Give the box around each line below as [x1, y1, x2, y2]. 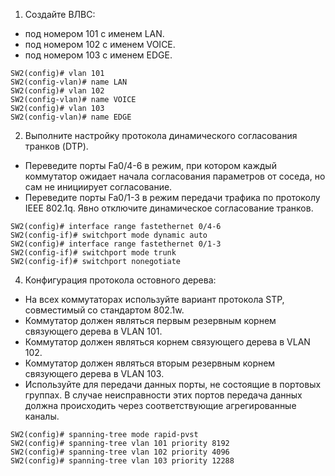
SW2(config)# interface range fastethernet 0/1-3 [10, 239, 222, 249]
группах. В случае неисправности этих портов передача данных [24, 389, 303, 401]
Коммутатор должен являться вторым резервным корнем [24, 357, 276, 369]
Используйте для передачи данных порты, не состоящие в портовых [24, 379, 322, 390]
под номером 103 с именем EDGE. [24, 49, 173, 61]
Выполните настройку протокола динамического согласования [24, 130, 298, 141]
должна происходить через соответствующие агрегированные [24, 400, 297, 411]
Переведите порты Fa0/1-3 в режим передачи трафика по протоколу [24, 192, 321, 203]
